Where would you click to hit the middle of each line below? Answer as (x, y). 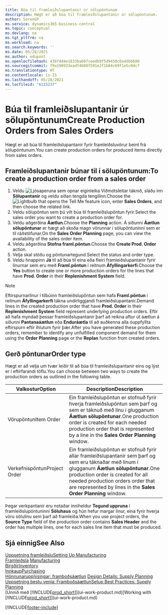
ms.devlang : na (21, 33)
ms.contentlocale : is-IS (31, 75)
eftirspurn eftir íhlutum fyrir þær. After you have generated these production (82, 328)
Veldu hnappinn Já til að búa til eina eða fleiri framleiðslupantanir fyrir (84, 260)
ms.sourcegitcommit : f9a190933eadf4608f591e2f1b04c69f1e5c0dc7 (72, 66)
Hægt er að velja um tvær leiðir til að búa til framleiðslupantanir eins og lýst (82, 366)
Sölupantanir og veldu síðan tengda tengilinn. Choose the (71, 196)
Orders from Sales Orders (59, 130)
